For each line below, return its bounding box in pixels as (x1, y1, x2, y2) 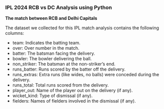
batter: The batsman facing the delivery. (12, 50, 95, 56)
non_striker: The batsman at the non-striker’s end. (12, 61, 116, 67)
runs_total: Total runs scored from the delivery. (12, 82, 109, 88)
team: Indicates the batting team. (12, 40, 81, 46)
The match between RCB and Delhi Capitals (5, 15, 97, 21)
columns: (5, 30, 24, 36)
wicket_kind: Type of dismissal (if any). (12, 93, 93, 99)
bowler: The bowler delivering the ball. (12, 56, 92, 62)
